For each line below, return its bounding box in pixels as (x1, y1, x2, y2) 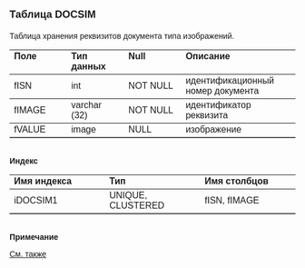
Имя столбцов (204, 175, 270, 186)
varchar (71, 99, 103, 110)
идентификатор (185, 99, 251, 110)
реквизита (185, 109, 229, 121)
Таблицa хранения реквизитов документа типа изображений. (9, 31, 234, 41)
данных (71, 61, 106, 72)
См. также (9, 249, 47, 259)
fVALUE (14, 124, 46, 134)
